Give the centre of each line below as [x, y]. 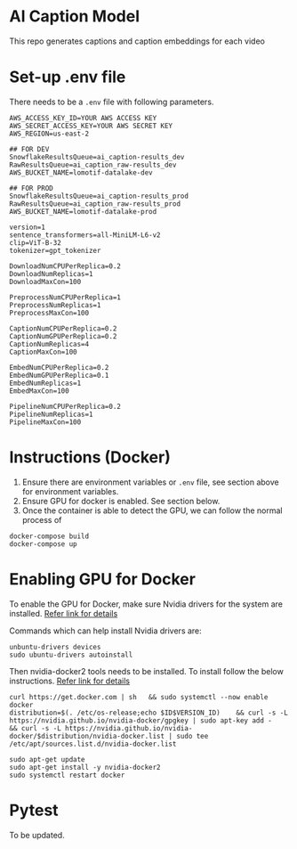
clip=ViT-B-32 [36, 242]
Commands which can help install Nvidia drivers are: [105, 631]
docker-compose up [43, 544]
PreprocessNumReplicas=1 [55, 305]
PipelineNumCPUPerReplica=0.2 [65, 406]
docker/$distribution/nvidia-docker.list [87, 736]
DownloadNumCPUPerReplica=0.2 [65, 266]
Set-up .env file [68, 77]
